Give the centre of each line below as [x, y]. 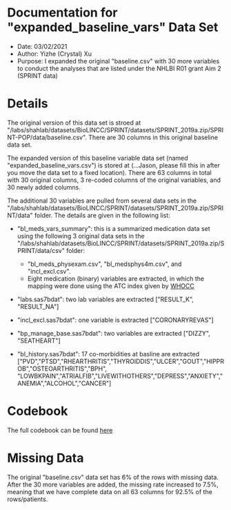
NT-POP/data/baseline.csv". [47, 137]
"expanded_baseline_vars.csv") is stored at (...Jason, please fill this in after [114, 165]
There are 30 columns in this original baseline [153, 137]
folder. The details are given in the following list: [102, 215]
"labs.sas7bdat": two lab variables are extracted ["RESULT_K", [106, 299]
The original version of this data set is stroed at [74, 123]
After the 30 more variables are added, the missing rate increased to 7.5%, [113, 484]
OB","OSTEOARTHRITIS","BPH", [62, 368]
